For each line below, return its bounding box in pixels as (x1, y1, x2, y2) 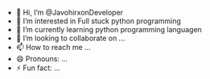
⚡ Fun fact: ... (15, 63, 60, 73)
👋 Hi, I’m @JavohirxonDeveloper (15, 8, 123, 17)
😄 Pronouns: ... (15, 54, 68, 64)
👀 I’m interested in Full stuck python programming (15, 16, 181, 26)
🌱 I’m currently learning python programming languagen (15, 25, 203, 34)
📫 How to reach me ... (15, 43, 91, 52)
